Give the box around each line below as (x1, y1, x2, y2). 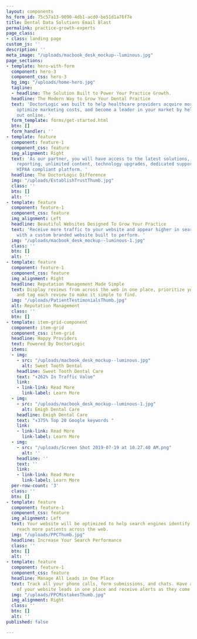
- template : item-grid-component (6, 319, 88, 325)
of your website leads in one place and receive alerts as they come (16, 586, 191, 592)
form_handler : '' (11, 128, 54, 135)
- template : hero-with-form (6, 63, 75, 69)
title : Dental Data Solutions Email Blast (6, 19, 111, 25)
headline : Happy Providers (11, 335, 77, 342)
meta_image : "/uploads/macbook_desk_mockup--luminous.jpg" (6, 52, 154, 58)
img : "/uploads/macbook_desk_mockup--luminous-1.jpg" (11, 237, 145, 243)
